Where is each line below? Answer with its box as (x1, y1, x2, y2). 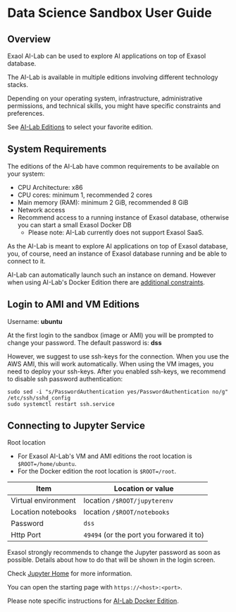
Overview (7, 33, 51, 45)
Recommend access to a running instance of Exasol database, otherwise (17, 213, 229, 222)
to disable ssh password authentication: (7, 374, 123, 383)
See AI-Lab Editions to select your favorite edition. (7, 123, 154, 131)
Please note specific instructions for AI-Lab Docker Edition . (7, 596, 180, 605)
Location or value (113, 484, 174, 493)
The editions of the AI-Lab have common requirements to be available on (7, 162, 220, 170)
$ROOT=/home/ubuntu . (17, 460, 77, 468)
